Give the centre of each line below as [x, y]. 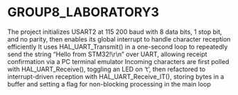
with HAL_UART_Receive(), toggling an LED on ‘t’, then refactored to [107, 69]
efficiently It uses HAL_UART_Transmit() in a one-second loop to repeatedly [118, 46]
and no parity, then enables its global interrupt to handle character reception [119, 39]
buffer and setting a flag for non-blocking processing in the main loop [109, 84]
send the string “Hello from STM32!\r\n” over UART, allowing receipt [107, 54]
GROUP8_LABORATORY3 [83, 12]
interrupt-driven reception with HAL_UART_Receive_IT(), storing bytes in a [116, 76]
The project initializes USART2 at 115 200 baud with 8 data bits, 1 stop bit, [115, 32]
